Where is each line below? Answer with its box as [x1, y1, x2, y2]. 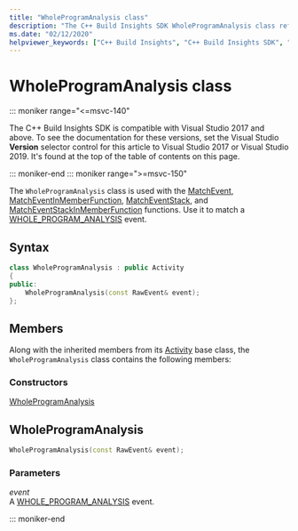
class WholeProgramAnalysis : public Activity [9, 263, 184, 272]
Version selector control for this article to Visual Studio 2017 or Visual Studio [9, 141, 289, 152]
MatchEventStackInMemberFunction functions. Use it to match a [9, 205, 246, 215]
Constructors [9, 376, 68, 389]
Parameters [9, 467, 60, 479]
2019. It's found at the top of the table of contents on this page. [9, 151, 240, 162]
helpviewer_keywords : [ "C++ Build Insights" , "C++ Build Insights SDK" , [9, 37, 284, 47]
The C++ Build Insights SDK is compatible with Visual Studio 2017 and [9, 123, 265, 133]
